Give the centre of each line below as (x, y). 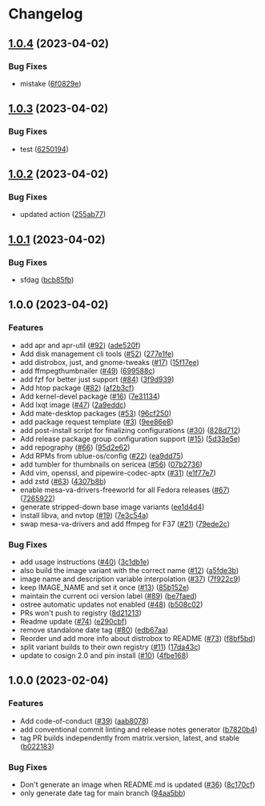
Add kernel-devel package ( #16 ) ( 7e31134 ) (90, 396)
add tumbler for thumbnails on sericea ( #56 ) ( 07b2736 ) (111, 464)
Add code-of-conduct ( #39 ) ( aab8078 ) (84, 720)
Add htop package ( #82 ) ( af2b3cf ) (77, 387)
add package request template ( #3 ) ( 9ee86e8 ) (96, 422)
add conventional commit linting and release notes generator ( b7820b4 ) (139, 729)
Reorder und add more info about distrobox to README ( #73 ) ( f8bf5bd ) (138, 638)
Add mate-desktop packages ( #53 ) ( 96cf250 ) (96, 413)
